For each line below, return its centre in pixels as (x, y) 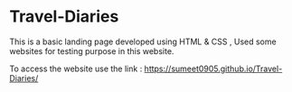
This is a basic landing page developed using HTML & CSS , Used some (143, 41)
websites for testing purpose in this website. (92, 51)
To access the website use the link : (76, 69)
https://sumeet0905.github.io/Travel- (213, 69)
